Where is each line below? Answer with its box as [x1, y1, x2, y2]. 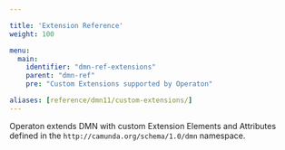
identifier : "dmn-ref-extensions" [25, 62, 156, 72]
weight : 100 [9, 29, 54, 39]
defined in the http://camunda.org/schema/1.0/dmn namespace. [9, 130, 246, 141]
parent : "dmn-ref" [25, 71, 95, 80]
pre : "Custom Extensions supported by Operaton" [25, 80, 213, 89]
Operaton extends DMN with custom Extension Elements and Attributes [9, 120, 277, 131]
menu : [9, 46, 30, 55]
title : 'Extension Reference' [9, 21, 124, 30]
